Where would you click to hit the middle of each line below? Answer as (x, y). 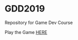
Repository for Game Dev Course (39, 22)
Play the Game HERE (26, 32)
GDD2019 (25, 9)
